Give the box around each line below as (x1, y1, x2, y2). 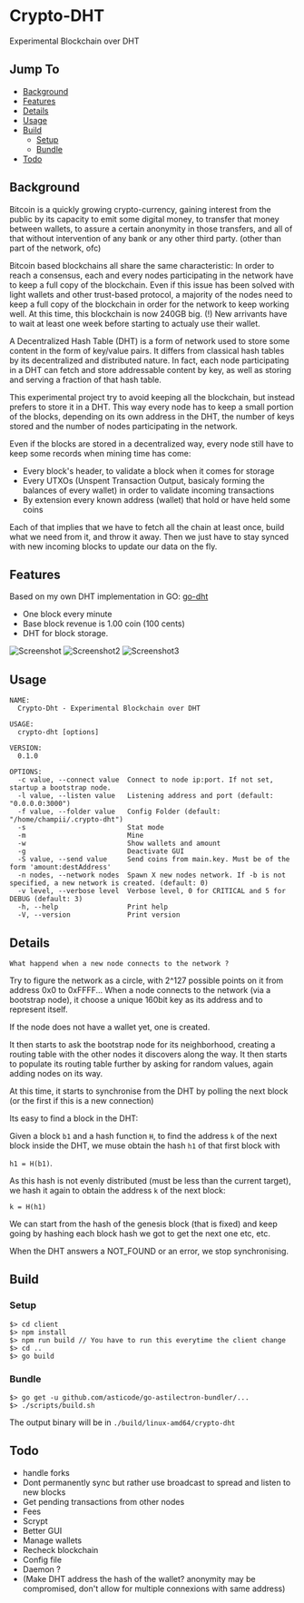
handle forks (22, 1467, 70, 1478)
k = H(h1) (9, 1203, 47, 1212)
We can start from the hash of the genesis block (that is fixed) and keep (9, 1218, 279, 1229)
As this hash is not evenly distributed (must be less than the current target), (9, 1175, 292, 1185)
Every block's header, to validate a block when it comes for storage (22, 465, 275, 477)
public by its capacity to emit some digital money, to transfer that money (9, 213, 279, 224)
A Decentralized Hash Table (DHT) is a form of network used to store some (9, 335, 290, 346)
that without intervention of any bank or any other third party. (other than (9, 232, 281, 243)
